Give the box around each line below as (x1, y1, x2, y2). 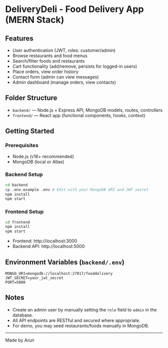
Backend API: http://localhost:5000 (12, 243, 85, 249)
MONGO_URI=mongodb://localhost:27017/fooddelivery (5, 271, 113, 276)
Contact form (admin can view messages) (12, 74, 99, 80)
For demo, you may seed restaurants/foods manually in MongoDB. (12, 322, 149, 328)
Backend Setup (5, 171, 43, 178)
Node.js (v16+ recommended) (12, 153, 74, 159)
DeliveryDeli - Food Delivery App (5, 4, 144, 15)
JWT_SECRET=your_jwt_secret (5, 275, 64, 281)
